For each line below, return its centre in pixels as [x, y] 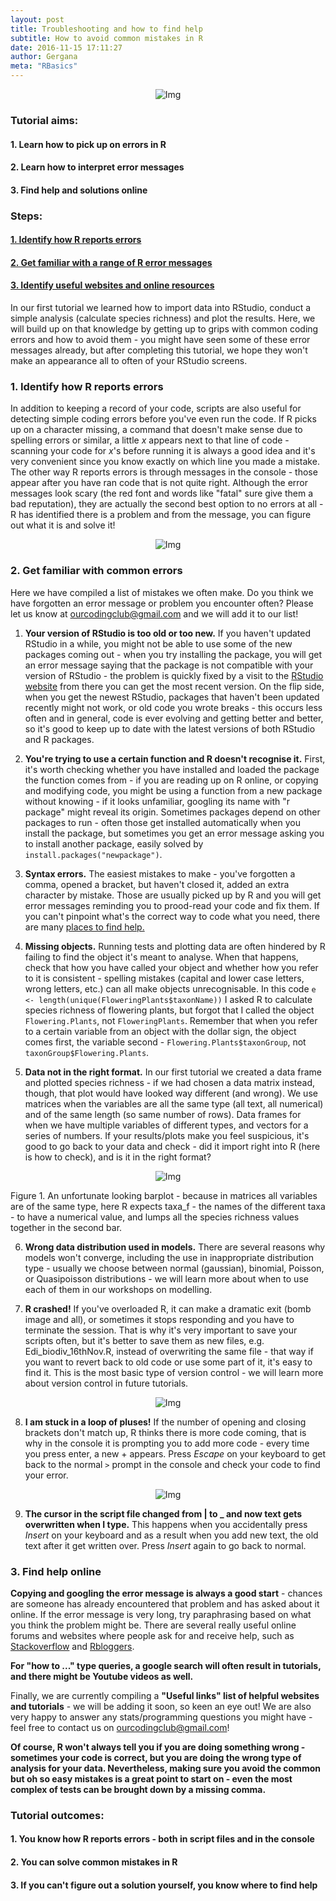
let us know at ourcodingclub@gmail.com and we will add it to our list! [154, 613]
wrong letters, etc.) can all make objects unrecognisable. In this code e [170, 988]
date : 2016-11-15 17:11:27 [66, 47]
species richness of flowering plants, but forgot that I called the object [169, 1010]
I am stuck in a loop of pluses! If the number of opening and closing [165, 1422]
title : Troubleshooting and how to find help [106, 29]
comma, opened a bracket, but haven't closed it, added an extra [157, 884]
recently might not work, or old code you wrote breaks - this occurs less [173, 707]
